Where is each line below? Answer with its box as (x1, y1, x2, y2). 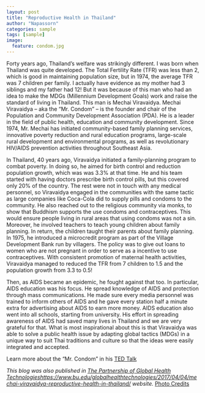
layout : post (6, 9, 40, 15)
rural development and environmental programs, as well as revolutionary (6, 138, 189, 145)
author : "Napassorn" (6, 20, 59, 26)
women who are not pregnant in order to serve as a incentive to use (6, 247, 177, 254)
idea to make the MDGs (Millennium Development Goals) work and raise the (6, 92, 198, 100)
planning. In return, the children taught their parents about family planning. (6, 227, 194, 235)
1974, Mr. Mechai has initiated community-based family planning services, (6, 125, 193, 132)
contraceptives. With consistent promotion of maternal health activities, (6, 253, 187, 260)
